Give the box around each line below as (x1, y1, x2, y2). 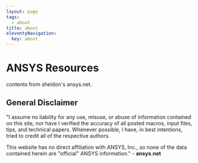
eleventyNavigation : (6, 31, 57, 36)
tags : (6, 14, 20, 20)
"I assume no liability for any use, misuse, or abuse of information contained (6, 113, 191, 121)
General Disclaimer (6, 98, 78, 108)
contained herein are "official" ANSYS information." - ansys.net (6, 149, 161, 157)
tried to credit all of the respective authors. (6, 132, 111, 139)
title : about (6, 25, 38, 31)
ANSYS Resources (6, 61, 99, 75)
